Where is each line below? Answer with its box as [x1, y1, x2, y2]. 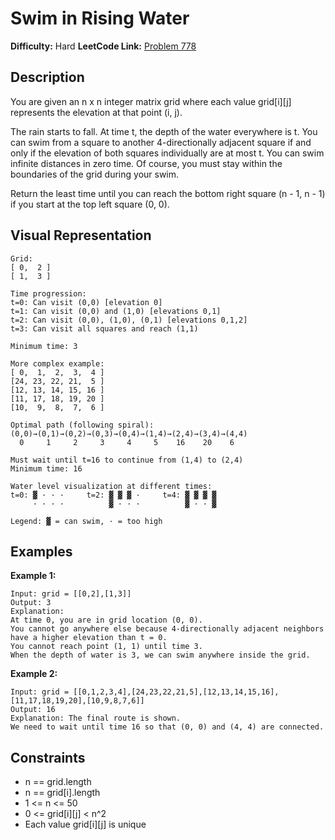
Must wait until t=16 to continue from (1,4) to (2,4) [10, 455, 244, 465]
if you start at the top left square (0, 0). [10, 198, 170, 210]
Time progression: [10, 288, 87, 299]
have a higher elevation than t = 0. [10, 633, 168, 643]
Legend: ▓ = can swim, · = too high [10, 516, 163, 526]
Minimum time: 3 [10, 341, 78, 351]
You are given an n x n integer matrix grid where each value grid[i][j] [10, 95, 292, 107]
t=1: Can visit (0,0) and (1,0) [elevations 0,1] [10, 306, 222, 316]
